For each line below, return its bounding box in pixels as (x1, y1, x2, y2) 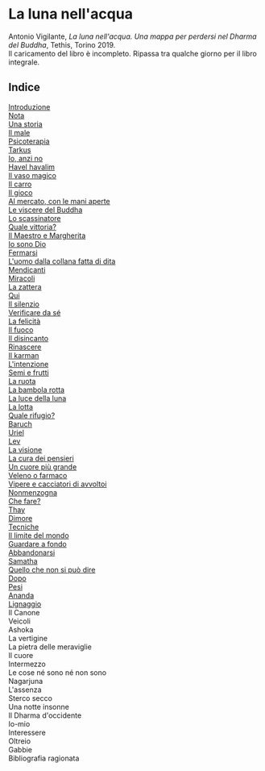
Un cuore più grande (8, 461, 77, 472)
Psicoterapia (8, 136, 50, 146)
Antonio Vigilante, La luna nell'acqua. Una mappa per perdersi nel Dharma (8, 31, 257, 41)
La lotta (8, 402, 34, 411)
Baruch (8, 419, 32, 428)
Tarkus (8, 144, 31, 154)
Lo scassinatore (8, 213, 61, 223)
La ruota (8, 376, 36, 385)
